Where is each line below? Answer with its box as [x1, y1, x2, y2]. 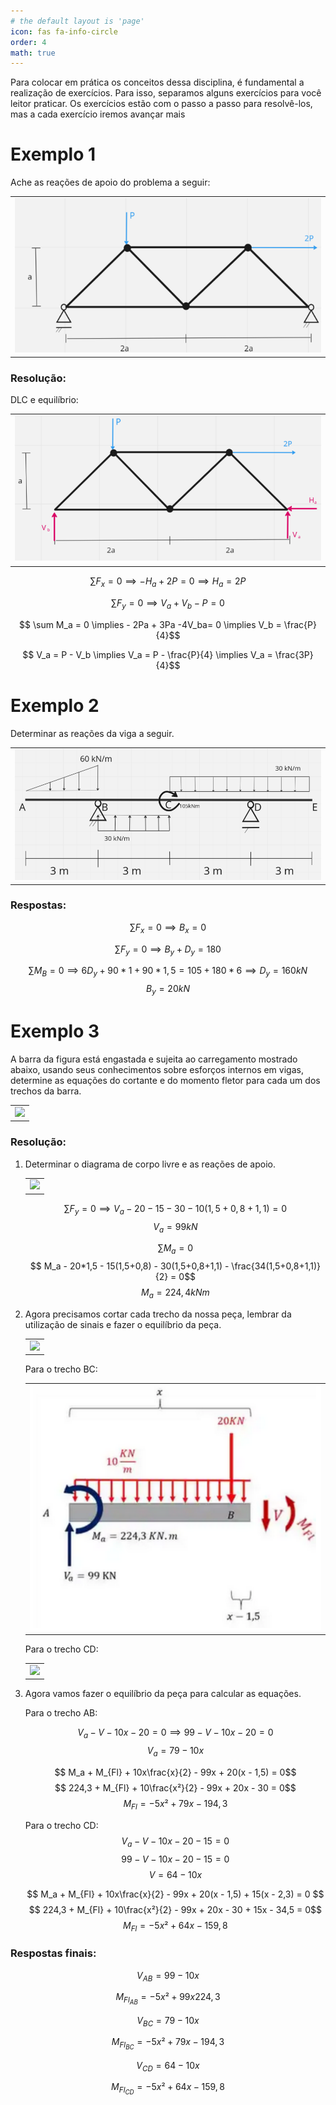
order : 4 [10, 37, 47, 47]
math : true [10, 48, 56, 58]
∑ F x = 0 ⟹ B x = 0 [129, 921, 207, 935]
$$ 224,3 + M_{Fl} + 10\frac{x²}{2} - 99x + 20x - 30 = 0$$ [54, 1782, 297, 1794]
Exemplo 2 [10, 694, 100, 717]
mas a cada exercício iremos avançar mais [10, 108, 186, 120]
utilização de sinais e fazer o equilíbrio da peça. [24, 1318, 222, 1330]
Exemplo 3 [10, 1020, 100, 1043]
